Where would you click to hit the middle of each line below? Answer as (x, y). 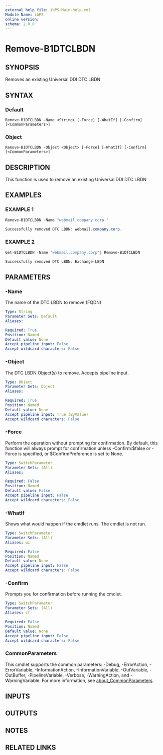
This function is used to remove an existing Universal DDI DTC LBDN (76, 180)
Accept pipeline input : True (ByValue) (47, 414)
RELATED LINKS (31, 748)
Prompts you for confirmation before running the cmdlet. (64, 594)
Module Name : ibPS (24, 15)
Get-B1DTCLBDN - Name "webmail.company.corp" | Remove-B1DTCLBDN (73, 252)
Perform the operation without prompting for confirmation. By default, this (81, 443)
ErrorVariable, (20, 669)
